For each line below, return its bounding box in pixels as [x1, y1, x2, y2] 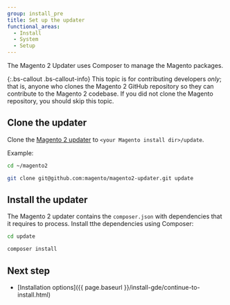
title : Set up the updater [7, 17, 85, 24]
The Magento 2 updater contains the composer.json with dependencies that [7, 212, 223, 220]
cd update [7, 233, 36, 240]
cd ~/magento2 [7, 162, 48, 169]
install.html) [17, 290, 51, 299]
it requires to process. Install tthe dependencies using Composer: [7, 220, 194, 228]
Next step [7, 265, 51, 277]
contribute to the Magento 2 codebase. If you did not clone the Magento [7, 89, 213, 98]
